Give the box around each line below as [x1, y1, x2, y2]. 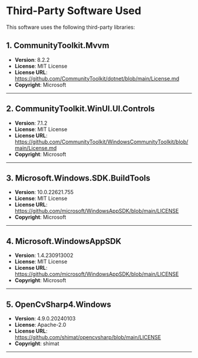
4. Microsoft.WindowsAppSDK [6, 236, 122, 246]
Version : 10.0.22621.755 [14, 189, 74, 196]
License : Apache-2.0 [14, 322, 67, 328]
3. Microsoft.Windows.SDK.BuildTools [6, 173, 151, 183]
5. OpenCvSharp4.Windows [6, 299, 111, 309]
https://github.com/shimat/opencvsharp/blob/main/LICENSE [14, 334, 161, 340]
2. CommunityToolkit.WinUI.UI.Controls [6, 104, 155, 114]
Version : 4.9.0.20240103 [14, 315, 76, 322]
